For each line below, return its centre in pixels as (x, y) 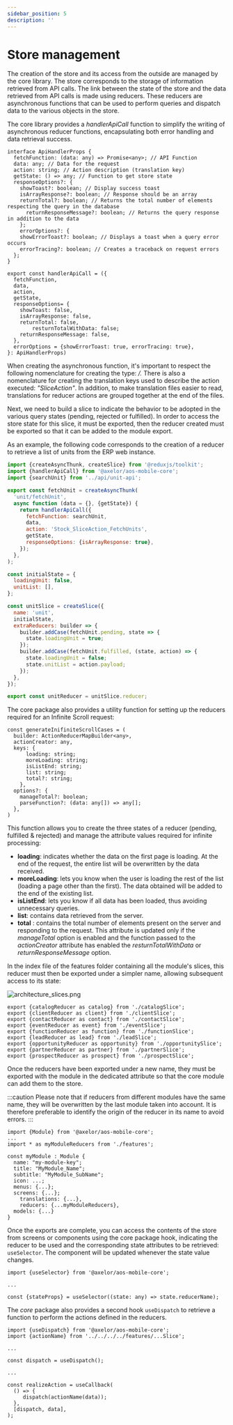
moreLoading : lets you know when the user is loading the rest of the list (120, 879)
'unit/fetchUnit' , (40, 497)
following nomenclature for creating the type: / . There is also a (96, 373)
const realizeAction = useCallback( (60, 1385)
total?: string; (49, 779)
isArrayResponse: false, (56, 317)
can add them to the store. (45, 1084)
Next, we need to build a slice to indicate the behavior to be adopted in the (114, 409)
